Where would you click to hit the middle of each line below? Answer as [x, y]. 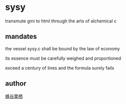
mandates [21, 37]
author [16, 84]
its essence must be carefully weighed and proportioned [63, 58]
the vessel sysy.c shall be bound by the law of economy [63, 48]
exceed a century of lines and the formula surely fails [60, 68]
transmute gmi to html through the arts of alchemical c [61, 21]
